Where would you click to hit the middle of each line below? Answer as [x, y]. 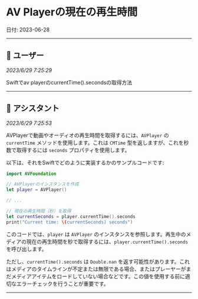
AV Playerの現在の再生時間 [72, 12]
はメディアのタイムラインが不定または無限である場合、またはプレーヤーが [96, 269]
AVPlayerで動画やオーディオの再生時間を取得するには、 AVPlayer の [88, 135]
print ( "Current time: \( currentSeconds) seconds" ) [70, 222]
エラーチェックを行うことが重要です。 [62, 284]
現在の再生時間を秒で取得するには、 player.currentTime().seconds [107, 241]
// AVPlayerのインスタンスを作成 [43, 184]
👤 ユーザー [25, 56]
